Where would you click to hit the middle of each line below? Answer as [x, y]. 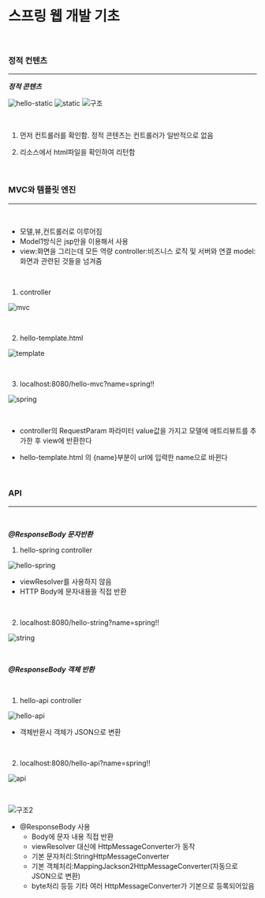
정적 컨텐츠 [28, 60]
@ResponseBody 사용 [55, 826]
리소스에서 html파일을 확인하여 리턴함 [77, 152]
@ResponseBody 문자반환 [50, 534]
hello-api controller [50, 700]
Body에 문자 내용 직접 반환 [73, 836]
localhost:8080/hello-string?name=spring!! [90, 622]
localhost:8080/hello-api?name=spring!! [85, 763]
